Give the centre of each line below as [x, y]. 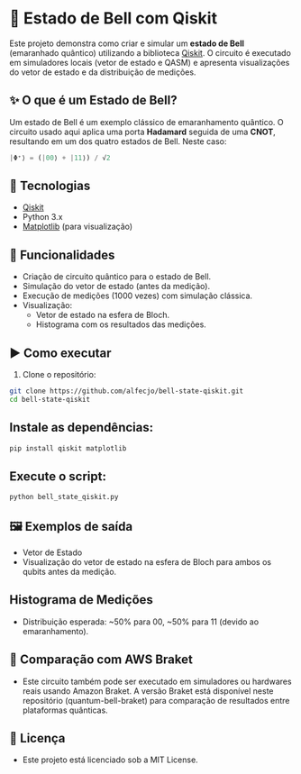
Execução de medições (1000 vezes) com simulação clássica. [137, 296]
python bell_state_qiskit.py [64, 497]
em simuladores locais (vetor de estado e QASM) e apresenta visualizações [150, 62]
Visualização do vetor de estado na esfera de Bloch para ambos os [147, 562]
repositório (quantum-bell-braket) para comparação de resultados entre [156, 700]
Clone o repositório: [59, 375]
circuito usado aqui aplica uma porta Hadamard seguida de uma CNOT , [143, 132]
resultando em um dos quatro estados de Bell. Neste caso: [118, 141]
